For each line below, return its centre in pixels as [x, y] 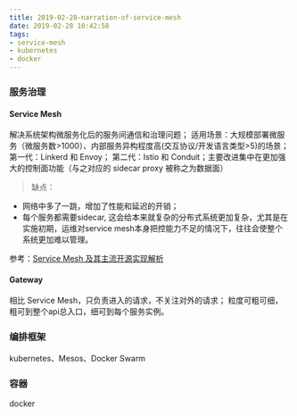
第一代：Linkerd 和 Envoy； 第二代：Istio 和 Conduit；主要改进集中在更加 [144, 157]
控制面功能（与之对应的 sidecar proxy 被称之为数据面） [126, 168]
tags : [19, 34]
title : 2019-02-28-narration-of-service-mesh [95, 17]
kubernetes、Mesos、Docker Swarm [77, 358]
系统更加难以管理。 [58, 240]
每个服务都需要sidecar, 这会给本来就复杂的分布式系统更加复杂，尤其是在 [155, 217]
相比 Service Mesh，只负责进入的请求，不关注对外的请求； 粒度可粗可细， [146, 301]
